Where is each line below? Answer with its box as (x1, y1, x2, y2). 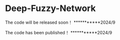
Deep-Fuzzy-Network (5, 3, 96, 14)
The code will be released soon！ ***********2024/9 (5, 19, 116, 25)
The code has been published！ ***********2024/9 (5, 29, 113, 35)
